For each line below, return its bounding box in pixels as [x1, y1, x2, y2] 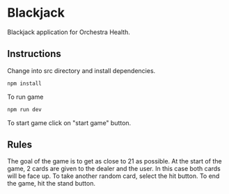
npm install [7, 80, 42, 87]
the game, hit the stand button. [7, 179, 96, 188]
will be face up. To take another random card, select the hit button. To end [7, 172, 220, 180]
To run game [7, 92, 44, 101]
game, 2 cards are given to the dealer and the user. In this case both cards [7, 165, 221, 173]
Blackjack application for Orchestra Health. [7, 28, 130, 36]
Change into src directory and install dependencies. [7, 66, 156, 74]
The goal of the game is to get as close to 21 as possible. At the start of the [7, 157, 222, 165]
